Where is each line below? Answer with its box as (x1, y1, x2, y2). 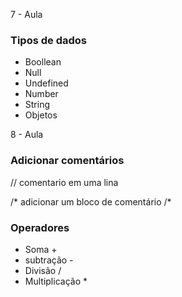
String (24, 99, 51, 111)
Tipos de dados (10, 33, 87, 47)
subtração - (24, 254, 74, 266)
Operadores (10, 220, 70, 234)
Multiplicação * (24, 275, 88, 287)
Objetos (24, 109, 58, 121)
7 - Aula (10, 9, 43, 20)
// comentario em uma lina (10, 176, 119, 188)
